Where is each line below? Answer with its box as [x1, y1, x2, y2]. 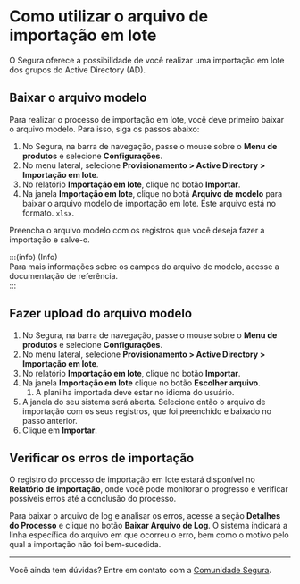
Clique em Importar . [21, 425, 98, 436]
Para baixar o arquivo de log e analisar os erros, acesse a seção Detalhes [9, 511, 281, 521]
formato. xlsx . [21, 207, 75, 218]
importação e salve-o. [9, 234, 91, 245]
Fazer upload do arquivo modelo [9, 306, 193, 321]
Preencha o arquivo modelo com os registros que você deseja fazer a [9, 224, 265, 235]
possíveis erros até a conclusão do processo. [9, 494, 177, 504]
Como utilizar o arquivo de [9, 6, 208, 27]
